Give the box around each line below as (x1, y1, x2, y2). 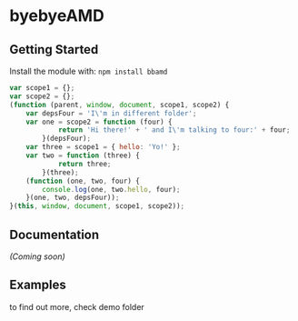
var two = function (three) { (25, 151, 141, 160)
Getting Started (9, 42, 99, 57)
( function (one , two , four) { (25, 176, 141, 186)
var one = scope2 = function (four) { (25, 117, 173, 126)
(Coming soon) (9, 251, 65, 262)
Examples (9, 277, 66, 293)
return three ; (57, 159, 112, 168)
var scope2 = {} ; (9, 92, 75, 101)
